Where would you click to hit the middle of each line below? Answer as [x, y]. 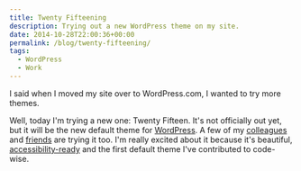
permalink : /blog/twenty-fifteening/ [80, 43]
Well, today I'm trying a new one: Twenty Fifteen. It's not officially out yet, [146, 120]
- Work [30, 68]
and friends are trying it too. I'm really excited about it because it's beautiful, [151, 139]
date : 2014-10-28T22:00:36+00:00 [72, 34]
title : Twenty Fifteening [58, 18]
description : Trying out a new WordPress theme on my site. [125, 26]
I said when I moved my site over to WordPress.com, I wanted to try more [145, 93]
